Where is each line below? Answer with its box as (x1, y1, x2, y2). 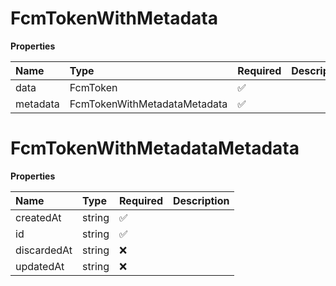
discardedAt (15, 243, 73, 257)
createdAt (15, 210, 62, 224)
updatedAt (15, 259, 65, 273)
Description (173, 193, 230, 207)
